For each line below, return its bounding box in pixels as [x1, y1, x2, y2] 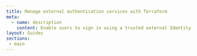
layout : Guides [6, 30, 44, 36]
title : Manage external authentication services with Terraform [6, 8, 168, 15]
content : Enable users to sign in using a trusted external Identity [17, 24, 192, 31]
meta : [6, 14, 19, 20]
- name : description [11, 19, 62, 25]
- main [8, 41, 25, 47]
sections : [6, 36, 31, 41]
